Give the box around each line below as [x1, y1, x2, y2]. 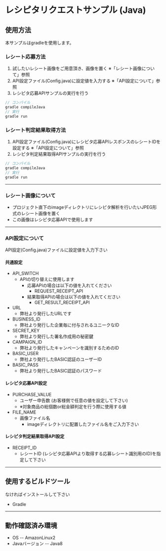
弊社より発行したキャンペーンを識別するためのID [19, 345, 120, 351]
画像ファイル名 [19, 415, 50, 421]
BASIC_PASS [12, 362, 39, 368]
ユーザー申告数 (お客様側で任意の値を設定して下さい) [19, 397, 128, 403]
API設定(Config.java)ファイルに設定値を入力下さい [5, 247, 108, 253]
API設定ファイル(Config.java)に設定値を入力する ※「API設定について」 [12, 78, 156, 84]
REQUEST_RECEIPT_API [34, 288, 83, 294]
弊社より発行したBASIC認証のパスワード [19, 368, 102, 374]
